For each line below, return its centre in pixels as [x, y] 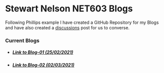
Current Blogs [22, 40]
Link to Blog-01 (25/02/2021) [43, 52]
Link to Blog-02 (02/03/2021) [43, 65]
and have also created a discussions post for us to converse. [67, 27]
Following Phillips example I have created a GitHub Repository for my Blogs [82, 22]
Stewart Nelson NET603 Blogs [69, 9]
